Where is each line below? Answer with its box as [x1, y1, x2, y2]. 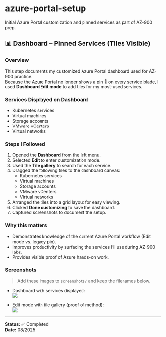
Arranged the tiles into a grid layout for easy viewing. [12, 199, 121, 205]
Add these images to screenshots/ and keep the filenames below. [17, 278, 151, 284]
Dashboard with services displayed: [12, 287, 85, 293]
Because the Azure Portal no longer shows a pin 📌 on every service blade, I [5, 79, 159, 84]
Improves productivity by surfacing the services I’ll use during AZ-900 [12, 244, 156, 250]
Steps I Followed [5, 140, 45, 147]
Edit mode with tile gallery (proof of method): [12, 302, 104, 308]
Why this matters [5, 222, 47, 229]
